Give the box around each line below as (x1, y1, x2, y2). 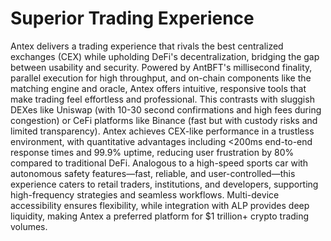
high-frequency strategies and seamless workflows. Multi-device (10, 188, 280, 201)
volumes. (10, 220, 48, 232)
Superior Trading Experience (10, 7, 255, 30)
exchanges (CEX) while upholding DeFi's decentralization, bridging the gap (10, 50, 320, 62)
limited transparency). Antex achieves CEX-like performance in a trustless (10, 125, 315, 137)
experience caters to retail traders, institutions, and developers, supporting (10, 178, 319, 190)
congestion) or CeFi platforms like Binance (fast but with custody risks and (10, 114, 318, 126)
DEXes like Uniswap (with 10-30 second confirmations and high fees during (10, 103, 322, 116)
